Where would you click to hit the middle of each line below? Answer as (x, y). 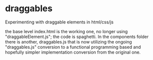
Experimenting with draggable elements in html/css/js (59, 22)
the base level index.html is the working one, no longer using (66, 31)
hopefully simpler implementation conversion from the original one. (73, 52)
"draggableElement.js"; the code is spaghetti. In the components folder (77, 37)
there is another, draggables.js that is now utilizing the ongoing (69, 41)
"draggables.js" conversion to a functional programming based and (73, 47)
